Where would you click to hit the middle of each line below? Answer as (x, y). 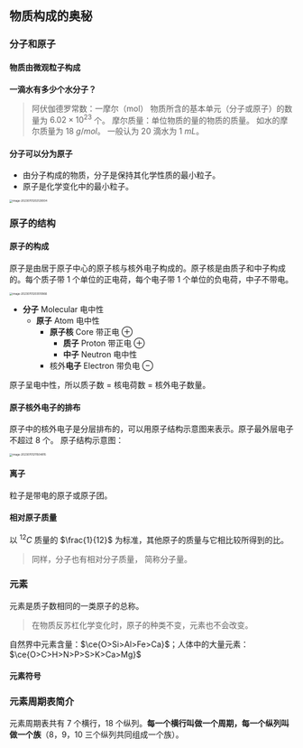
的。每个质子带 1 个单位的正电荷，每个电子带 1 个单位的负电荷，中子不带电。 (151, 279)
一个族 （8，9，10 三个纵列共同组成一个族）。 (100, 734)
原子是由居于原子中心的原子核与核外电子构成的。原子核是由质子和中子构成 (147, 268)
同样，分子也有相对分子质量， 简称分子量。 (111, 559)
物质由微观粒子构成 (45, 67)
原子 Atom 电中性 (68, 321)
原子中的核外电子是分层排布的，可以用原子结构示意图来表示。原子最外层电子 (151, 429)
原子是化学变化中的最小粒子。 (78, 187)
